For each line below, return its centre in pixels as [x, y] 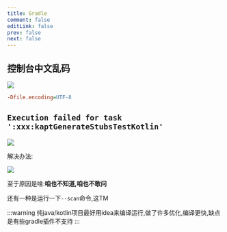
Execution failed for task [65, 118]
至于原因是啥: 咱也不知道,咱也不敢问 [57, 183]
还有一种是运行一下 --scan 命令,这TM [58, 198]
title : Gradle [27, 13]
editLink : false [30, 26]
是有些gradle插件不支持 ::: [43, 221]
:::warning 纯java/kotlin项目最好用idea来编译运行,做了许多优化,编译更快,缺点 [114, 212]
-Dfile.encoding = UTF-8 [39, 97]
